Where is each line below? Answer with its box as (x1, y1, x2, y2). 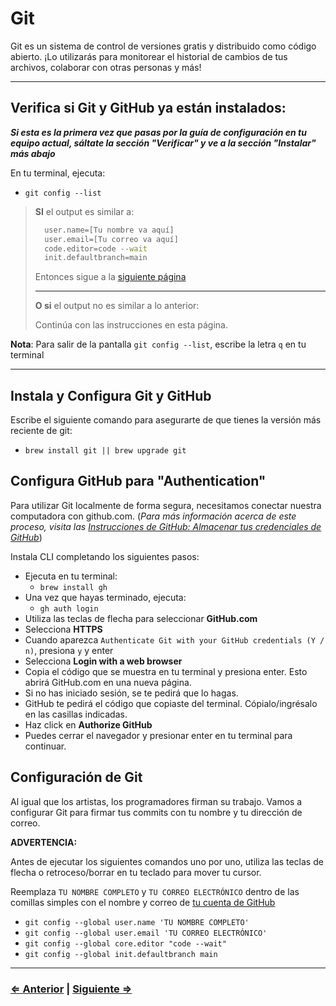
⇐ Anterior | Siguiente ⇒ (10, 982, 133, 996)
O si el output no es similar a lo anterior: (34, 300, 200, 312)
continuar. (24, 740, 67, 752)
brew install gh (39, 582, 108, 592)
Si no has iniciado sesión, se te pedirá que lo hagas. (24, 687, 239, 699)
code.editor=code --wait (44, 243, 148, 254)
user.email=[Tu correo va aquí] (44, 234, 179, 244)
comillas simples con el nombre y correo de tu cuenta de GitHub (10, 896, 276, 908)
